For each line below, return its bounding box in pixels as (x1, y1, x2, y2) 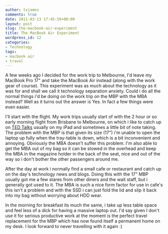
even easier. (5, 104, 31, 110)
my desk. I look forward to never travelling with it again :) (5, 223, 123, 229)
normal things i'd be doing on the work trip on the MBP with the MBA (5, 93, 147, 99)
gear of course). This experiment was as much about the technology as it (5, 83, 157, 89)
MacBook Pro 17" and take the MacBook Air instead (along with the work (5, 77, 155, 83)
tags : (5, 49, 17, 54)
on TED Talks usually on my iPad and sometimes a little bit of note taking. (5, 124, 156, 130)
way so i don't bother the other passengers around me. (5, 156, 119, 162)
